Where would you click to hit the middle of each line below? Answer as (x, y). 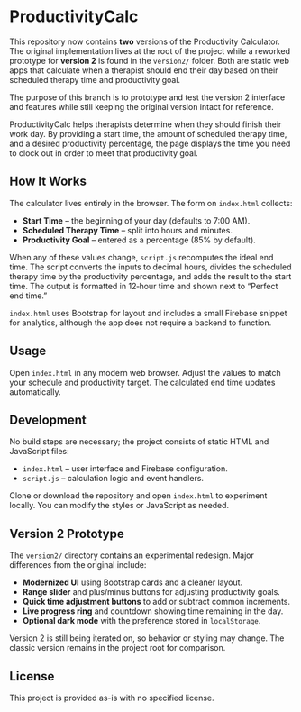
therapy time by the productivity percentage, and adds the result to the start (150, 276)
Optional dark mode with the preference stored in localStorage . (141, 621)
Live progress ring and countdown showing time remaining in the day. (153, 611)
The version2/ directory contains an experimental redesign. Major (132, 555)
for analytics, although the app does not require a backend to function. (141, 323)
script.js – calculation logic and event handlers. (113, 479)
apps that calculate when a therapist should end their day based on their (144, 70)
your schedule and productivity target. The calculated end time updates (142, 382)
